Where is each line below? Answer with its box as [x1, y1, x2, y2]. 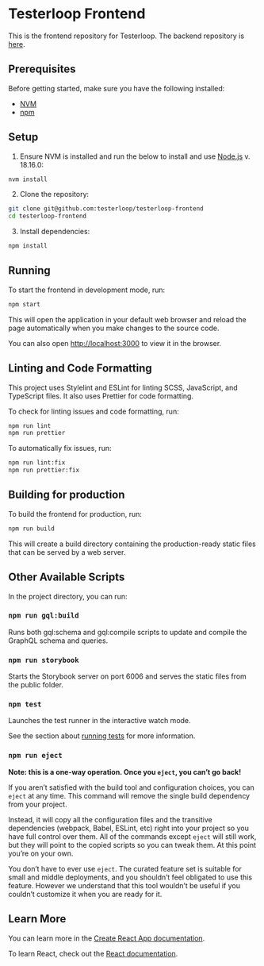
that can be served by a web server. [8, 547, 126, 556]
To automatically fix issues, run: [8, 444, 112, 453]
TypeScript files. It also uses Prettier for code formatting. [8, 391, 194, 401]
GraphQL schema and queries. [8, 636, 109, 645]
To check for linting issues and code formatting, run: [8, 406, 180, 416]
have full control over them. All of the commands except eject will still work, [8, 831, 257, 841]
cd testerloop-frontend [8, 212, 87, 221]
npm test [8, 700, 42, 709]
